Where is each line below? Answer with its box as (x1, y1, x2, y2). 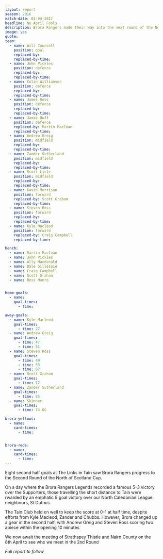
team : (5, 39, 16, 44)
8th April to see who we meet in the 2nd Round (5, 539, 99, 545)
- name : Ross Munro (9, 278, 49, 282)
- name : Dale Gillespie (9, 264, 57, 269)
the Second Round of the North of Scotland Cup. (5, 475, 102, 480)
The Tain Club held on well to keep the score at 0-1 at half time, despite (5, 509, 147, 515)
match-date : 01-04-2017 (5, 16, 53, 21)
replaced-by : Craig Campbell (14, 232, 73, 238)
